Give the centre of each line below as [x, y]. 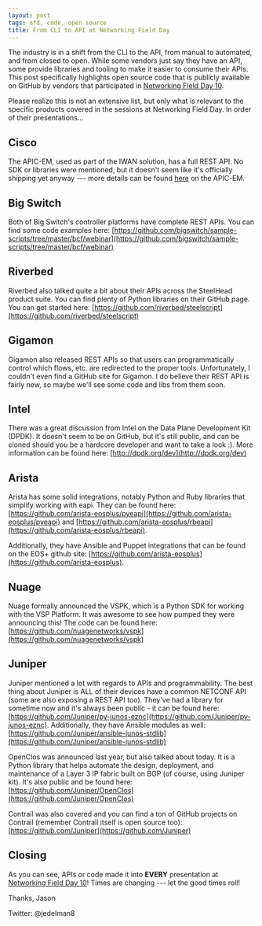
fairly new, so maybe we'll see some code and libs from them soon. [117, 384]
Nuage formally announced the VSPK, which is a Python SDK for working [126, 606]
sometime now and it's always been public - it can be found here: [114, 708]
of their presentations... [46, 118]
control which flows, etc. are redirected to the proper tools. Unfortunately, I [129, 367]
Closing [27, 856]
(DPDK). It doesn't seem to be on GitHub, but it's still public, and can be [124, 437]
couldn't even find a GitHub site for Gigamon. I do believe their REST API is [129, 376]
